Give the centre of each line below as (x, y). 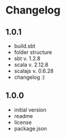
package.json (31, 128)
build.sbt (25, 46)
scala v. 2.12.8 (31, 65)
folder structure (33, 52)
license (23, 122)
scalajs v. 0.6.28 (34, 71)
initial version (30, 110)
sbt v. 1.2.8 (27, 58)
